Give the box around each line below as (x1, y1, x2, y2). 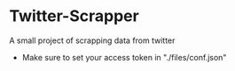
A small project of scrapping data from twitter (9, 35, 176, 46)
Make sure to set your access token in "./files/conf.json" (21, 52, 227, 62)
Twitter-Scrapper (9, 6, 139, 26)
